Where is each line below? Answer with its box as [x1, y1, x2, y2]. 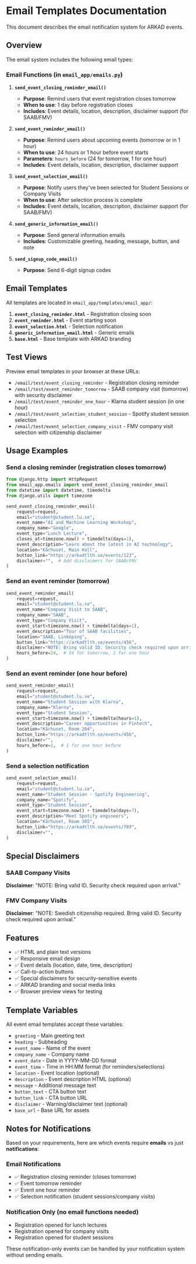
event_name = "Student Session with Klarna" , [16, 699, 124, 705]
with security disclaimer [14, 391, 72, 398]
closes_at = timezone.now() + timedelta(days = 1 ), [16, 536, 134, 542]
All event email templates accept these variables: [6, 1021, 124, 1028]
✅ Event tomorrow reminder [14, 1180, 82, 1187]
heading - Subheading [14, 1038, 68, 1045]
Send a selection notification [6, 762, 89, 770]
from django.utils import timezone [6, 492, 93, 498]
